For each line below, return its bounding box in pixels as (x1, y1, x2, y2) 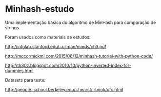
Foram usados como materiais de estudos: (5, 34, 91, 40)
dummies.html (5, 67, 34, 74)
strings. (5, 24, 20, 30)
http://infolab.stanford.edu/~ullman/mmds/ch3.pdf (5, 43, 106, 49)
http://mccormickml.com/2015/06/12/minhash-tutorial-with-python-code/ (5, 53, 153, 59)
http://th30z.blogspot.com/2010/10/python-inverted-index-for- (5, 62, 132, 68)
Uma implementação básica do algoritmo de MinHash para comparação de (5, 19, 156, 25)
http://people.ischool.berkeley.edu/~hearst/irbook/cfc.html (5, 86, 123, 92)
